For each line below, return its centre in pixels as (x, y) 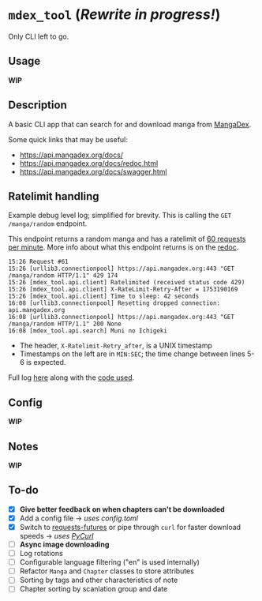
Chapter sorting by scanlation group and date (94, 589)
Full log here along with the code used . (71, 378)
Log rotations (41, 554)
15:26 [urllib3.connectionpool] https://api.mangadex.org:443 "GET (122, 269)
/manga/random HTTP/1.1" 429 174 (63, 276)
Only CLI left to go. (39, 36)
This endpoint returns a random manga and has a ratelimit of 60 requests (127, 239)
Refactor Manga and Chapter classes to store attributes (107, 571)
